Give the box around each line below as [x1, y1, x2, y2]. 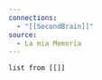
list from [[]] [8, 64, 66, 73]
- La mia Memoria [16, 38, 82, 48]
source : [8, 30, 38, 39]
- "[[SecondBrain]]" [16, 22, 94, 31]
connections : [8, 13, 58, 23]
